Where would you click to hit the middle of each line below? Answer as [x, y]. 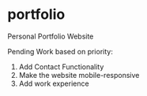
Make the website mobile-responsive [79, 75]
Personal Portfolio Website [51, 36]
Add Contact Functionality [61, 66]
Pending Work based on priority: [60, 51]
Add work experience [54, 83]
